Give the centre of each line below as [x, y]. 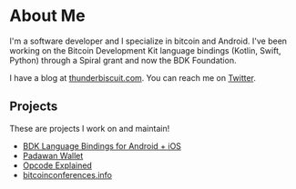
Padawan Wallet [53, 155]
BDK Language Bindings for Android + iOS [102, 145]
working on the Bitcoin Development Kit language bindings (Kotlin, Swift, [145, 50]
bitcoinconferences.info [67, 174]
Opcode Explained [57, 165]
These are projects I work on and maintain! [90, 128]
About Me [47, 16]
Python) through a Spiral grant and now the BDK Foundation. [123, 60]
